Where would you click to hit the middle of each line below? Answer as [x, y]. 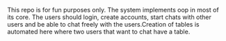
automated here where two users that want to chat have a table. [99, 31]
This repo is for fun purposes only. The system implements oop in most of [113, 10]
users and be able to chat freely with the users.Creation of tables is [103, 24]
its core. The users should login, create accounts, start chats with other [110, 17]
